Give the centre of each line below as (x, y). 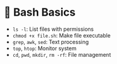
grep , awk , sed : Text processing (51, 42)
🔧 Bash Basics (40, 12)
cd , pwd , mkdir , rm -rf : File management (62, 54)
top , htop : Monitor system (45, 48)
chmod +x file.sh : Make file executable (62, 35)
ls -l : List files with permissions (53, 29)
